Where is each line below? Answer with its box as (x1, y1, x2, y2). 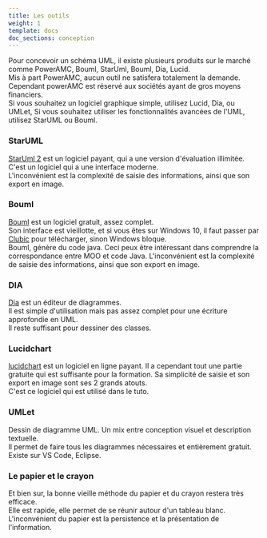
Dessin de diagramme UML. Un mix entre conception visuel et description (8, 424, 252, 434)
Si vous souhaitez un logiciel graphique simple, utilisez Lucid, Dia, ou (8, 98, 235, 108)
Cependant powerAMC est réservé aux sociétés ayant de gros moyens (8, 82, 241, 91)
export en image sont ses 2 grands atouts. (8, 378, 148, 388)
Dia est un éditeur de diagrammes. (8, 297, 122, 308)
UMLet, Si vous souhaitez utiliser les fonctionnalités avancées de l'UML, (8, 107, 245, 117)
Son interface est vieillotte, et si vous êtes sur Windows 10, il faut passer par (8, 225, 260, 235)
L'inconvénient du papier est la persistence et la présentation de (8, 514, 220, 524)
